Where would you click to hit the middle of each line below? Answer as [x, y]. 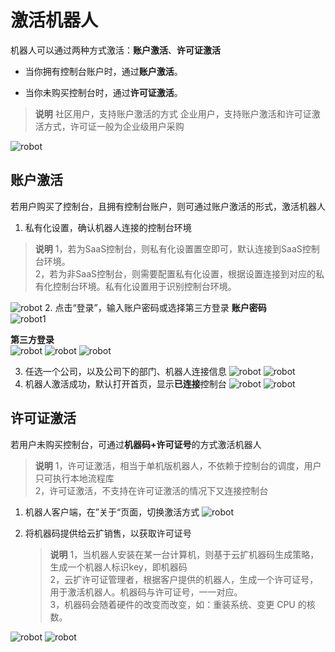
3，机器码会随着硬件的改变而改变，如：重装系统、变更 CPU [172, 604]
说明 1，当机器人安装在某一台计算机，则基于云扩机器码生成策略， [184, 554]
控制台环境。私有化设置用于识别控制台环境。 [144, 286]
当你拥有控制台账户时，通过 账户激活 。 [103, 71]
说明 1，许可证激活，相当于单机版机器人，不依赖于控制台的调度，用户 [178, 465]
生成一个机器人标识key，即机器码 [118, 567]
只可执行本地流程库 [74, 478]
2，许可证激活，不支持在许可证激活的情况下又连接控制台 [151, 490]
